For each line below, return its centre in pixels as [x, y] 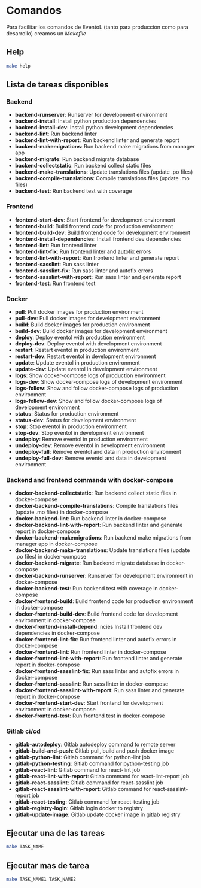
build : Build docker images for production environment [83, 325]
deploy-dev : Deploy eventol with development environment [88, 343]
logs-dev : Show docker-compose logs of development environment [99, 381]
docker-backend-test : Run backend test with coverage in [86, 589]
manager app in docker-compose [56, 544]
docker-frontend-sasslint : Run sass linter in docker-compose [92, 684]
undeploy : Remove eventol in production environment [81, 439]
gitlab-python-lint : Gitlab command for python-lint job [82, 757]
